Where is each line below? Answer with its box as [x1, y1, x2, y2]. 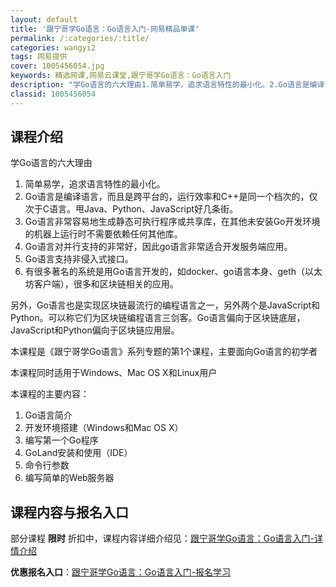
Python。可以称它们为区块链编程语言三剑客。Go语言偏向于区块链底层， [10, 312, 306, 324]
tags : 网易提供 [10, 52, 68, 62]
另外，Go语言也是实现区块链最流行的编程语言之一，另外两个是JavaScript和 [10, 299, 321, 311]
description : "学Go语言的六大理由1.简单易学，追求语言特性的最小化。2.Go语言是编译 [10, 80, 325, 90]
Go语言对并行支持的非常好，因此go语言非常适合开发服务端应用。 [24, 241, 293, 253]
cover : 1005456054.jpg [10, 61, 105, 71]
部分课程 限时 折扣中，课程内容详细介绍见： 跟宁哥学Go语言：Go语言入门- [10, 532, 315, 545]
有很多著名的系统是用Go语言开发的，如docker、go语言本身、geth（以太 [24, 266, 323, 278]
